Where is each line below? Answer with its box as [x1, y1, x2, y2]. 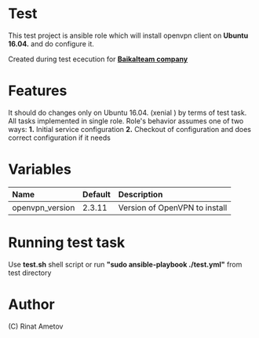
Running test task [8, 233, 126, 252]
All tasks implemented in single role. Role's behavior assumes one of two [8, 116, 244, 126]
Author [8, 296, 55, 313]
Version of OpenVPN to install [118, 202, 228, 213]
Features [8, 82, 67, 100]
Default [82, 189, 111, 200]
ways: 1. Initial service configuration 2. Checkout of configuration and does [8, 124, 251, 134]
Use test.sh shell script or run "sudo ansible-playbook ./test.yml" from [8, 259, 243, 269]
